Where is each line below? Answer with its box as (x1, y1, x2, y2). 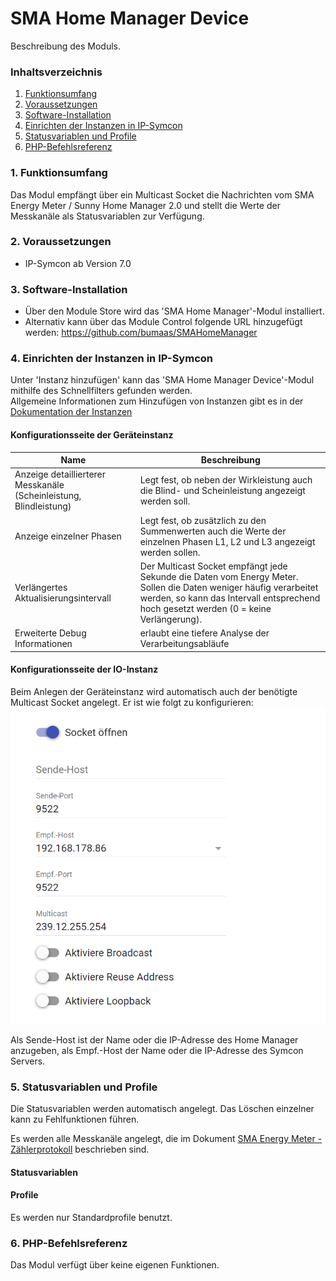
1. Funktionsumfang (10, 166, 108, 180)
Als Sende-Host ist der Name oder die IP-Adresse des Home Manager (10, 1033, 299, 1046)
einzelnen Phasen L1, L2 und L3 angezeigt (139, 535, 316, 547)
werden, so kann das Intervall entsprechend (139, 592, 321, 604)
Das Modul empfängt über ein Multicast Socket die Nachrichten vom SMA (10, 188, 315, 201)
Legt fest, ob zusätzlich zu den (139, 514, 267, 526)
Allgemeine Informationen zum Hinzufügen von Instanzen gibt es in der (10, 395, 304, 407)
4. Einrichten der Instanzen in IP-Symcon (10, 352, 213, 366)
